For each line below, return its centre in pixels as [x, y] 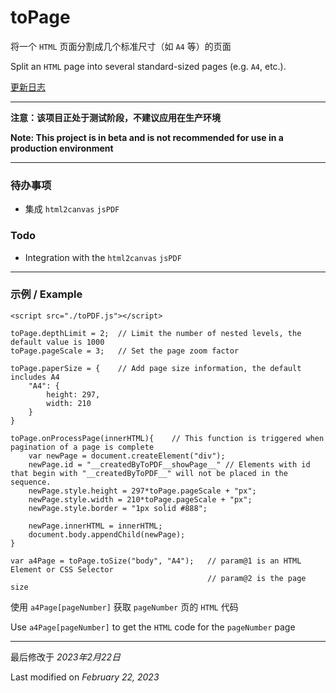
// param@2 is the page [257, 578]
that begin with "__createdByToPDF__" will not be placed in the [149, 473]
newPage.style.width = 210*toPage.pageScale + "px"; [140, 499]
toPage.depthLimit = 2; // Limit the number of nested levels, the [156, 333]
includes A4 [35, 377]
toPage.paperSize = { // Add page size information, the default [156, 368]
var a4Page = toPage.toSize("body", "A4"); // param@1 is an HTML [156, 561]
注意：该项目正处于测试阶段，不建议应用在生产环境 [115, 117]
